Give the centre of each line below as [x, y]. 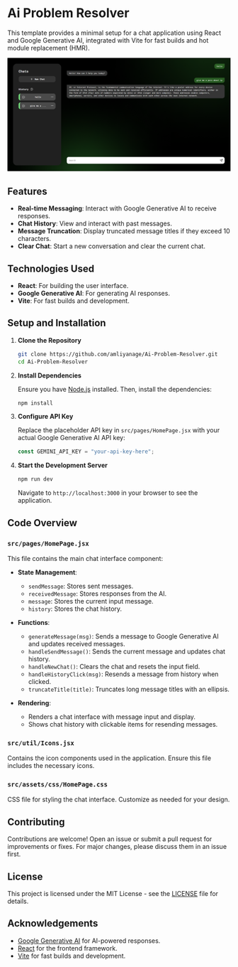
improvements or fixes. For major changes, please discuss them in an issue [117, 847]
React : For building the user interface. [73, 285]
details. [18, 902]
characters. [34, 239]
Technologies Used [51, 268]
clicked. [40, 681]
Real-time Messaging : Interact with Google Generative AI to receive [117, 208]
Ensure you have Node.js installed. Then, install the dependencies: [115, 389]
